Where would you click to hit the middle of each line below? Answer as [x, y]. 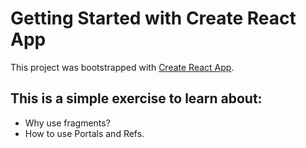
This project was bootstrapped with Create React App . [122, 67]
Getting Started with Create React [153, 18]
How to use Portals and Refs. [84, 133]
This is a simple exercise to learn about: [136, 98]
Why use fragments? [67, 123]
